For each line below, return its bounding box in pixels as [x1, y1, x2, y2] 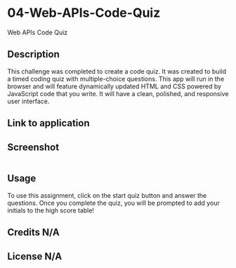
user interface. [7, 97, 50, 105]
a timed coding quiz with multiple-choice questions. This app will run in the [7, 74, 225, 83]
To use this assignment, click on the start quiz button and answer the [7, 191, 207, 199]
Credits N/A [7, 227, 60, 239]
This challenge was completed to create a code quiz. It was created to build [7, 67, 227, 75]
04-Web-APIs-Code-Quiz [7, 5, 161, 21]
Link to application [7, 117, 90, 129]
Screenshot [7, 141, 60, 153]
